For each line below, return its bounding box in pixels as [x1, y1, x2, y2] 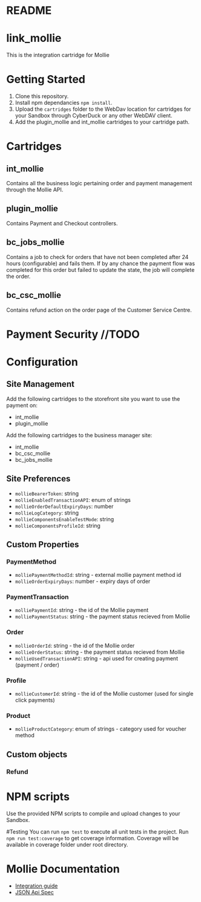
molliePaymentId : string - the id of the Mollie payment [15, 607, 149, 614]
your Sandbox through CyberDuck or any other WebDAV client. [15, 112, 173, 119]
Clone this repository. [15, 93, 69, 100]
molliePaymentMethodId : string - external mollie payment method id [15, 571, 182, 579]
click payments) [15, 697, 56, 704]
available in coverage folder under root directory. [6, 841, 128, 848]
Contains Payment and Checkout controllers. [6, 219, 118, 227]
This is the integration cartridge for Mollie [6, 51, 110, 59]
